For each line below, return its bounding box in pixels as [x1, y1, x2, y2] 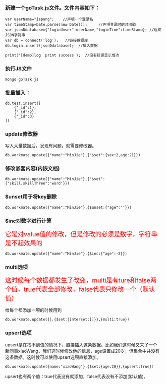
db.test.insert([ [5, 101, 41, 106]
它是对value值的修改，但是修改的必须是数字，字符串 [5, 230, 158, 239]
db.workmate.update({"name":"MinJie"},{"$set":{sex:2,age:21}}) [5, 153, 141, 158]
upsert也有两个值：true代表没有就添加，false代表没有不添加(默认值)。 [5, 373, 148, 379]
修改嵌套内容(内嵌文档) [5, 165, 60, 172]
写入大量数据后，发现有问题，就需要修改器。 [5, 143, 97, 149]
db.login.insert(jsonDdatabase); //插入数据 [5, 43, 98, 48]
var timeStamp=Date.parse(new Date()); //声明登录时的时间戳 [5, 22, 136, 27]
